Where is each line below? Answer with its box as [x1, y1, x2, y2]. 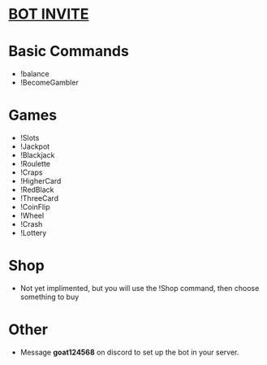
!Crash [19, 219, 43, 229]
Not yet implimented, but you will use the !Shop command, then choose [19, 284, 260, 293]
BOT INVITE [8, 5, 89, 24]
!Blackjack [19, 150, 55, 160]
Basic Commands [8, 42, 130, 61]
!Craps [19, 167, 43, 177]
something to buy [19, 292, 80, 302]
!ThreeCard [19, 193, 59, 203]
